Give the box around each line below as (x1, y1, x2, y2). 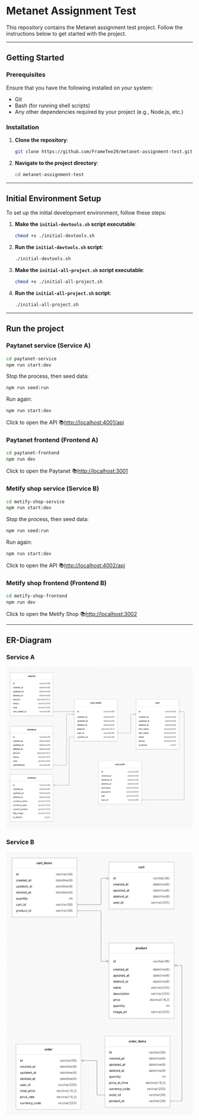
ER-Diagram (6, 636, 52, 646)
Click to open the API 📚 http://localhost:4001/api (6, 419, 124, 426)
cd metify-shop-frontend (6, 593, 68, 599)
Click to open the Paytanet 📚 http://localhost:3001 (6, 467, 129, 475)
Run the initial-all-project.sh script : (14, 289, 111, 297)
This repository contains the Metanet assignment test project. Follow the (6, 24, 183, 31)
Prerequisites (6, 71, 46, 79)
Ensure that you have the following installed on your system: (6, 84, 153, 91)
